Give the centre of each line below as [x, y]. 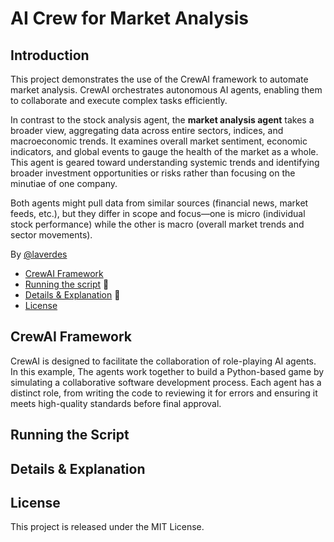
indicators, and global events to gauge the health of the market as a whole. [164, 151]
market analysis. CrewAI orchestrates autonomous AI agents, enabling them [166, 90]
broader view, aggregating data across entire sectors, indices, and [147, 130]
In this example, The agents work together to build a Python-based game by [167, 371]
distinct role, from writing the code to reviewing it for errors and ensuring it [164, 393]
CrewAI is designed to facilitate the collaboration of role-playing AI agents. [163, 361]
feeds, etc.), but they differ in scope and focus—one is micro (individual [158, 213]
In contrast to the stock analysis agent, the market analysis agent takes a [162, 120]
